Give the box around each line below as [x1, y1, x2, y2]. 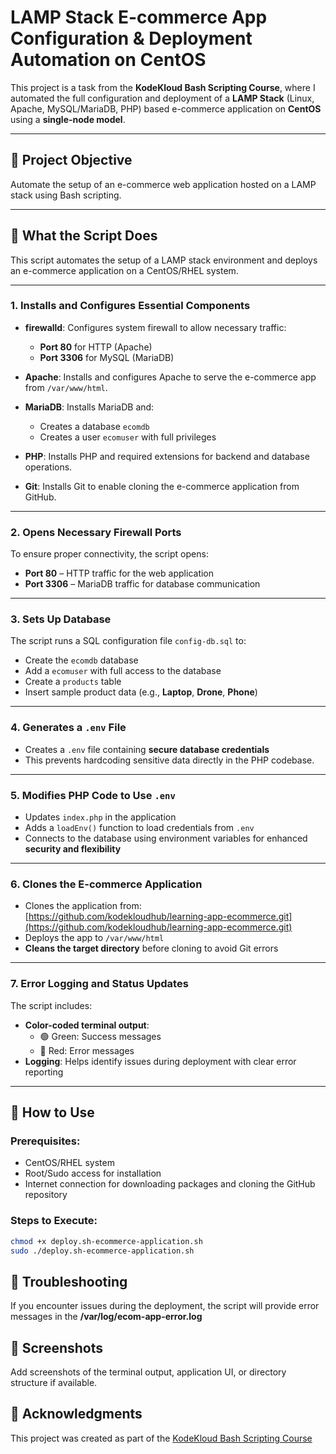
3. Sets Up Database [10, 612, 112, 626]
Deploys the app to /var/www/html [24, 932, 165, 944]
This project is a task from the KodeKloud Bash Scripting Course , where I [10, 81, 316, 93]
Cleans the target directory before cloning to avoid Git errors [24, 942, 279, 955]
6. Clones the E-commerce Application [10, 877, 203, 891]
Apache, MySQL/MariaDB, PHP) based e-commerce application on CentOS [10, 102, 322, 115]
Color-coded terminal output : [24, 1019, 150, 1031]
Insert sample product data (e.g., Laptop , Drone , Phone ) [24, 686, 258, 698]
